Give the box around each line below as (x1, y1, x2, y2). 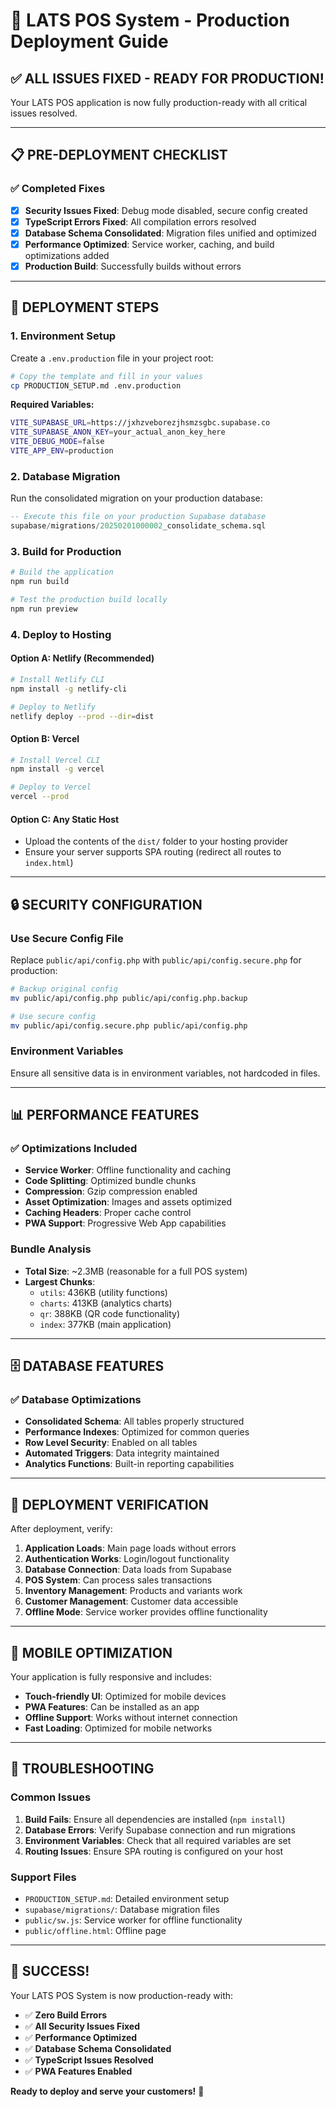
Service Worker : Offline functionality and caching (24, 1164, 231, 1176)
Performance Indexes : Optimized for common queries (24, 1426, 250, 1438)
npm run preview (10, 604, 78, 614)
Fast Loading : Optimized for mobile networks (24, 1722, 213, 1734)
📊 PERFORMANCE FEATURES (10, 1107, 200, 1124)
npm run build (10, 577, 70, 587)
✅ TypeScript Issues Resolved (24, 2054, 154, 2066)
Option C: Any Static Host (10, 813, 120, 825)
